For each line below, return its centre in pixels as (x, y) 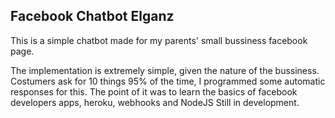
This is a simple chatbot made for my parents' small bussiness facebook (159, 40)
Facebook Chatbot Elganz (92, 16)
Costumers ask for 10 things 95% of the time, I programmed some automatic (168, 81)
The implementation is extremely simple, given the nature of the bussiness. (165, 70)
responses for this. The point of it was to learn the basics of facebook (154, 91)
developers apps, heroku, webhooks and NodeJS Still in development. (155, 102)
